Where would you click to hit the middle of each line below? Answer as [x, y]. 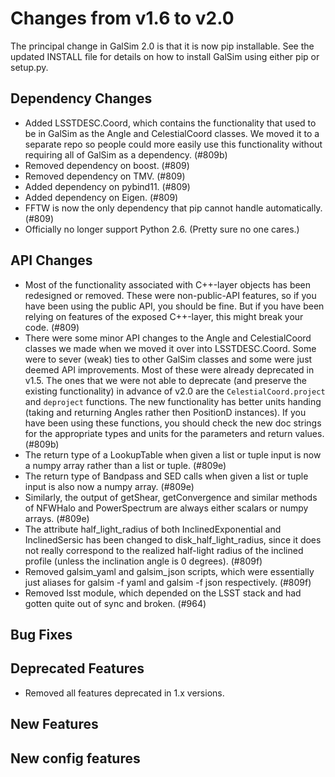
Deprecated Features [77, 668]
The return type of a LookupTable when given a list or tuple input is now [173, 454]
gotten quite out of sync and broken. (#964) [115, 603]
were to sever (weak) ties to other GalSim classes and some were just [168, 359]
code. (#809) [52, 327]
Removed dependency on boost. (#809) [107, 165]
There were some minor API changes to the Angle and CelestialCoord [168, 338]
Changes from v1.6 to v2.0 [122, 18]
